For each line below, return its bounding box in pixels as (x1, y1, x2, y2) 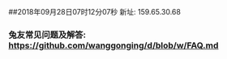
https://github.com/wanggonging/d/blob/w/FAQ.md (8, 40, 219, 51)
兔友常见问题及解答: (8, 29, 87, 40)
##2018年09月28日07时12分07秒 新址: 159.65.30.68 (8, 7, 181, 16)
